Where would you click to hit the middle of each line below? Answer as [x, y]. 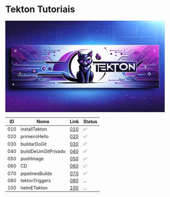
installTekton [34, 129]
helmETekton [34, 188]
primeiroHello [35, 137]
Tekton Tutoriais [40, 9]
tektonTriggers [36, 181]
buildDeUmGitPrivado [43, 151]
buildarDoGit [34, 144]
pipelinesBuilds [36, 173]
